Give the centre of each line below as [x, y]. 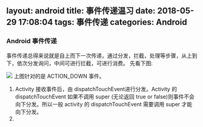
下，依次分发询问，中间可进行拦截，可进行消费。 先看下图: [79, 63]
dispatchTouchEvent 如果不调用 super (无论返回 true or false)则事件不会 [105, 97]
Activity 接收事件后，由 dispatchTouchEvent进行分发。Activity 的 [96, 89]
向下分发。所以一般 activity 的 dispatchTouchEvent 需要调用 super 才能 [104, 104]
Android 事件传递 [32, 41]
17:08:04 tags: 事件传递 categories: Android [102, 22]
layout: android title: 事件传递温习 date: [81, 11]
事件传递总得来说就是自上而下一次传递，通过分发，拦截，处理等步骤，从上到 [102, 55]
